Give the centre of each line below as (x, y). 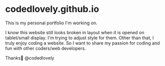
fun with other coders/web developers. (46, 48)
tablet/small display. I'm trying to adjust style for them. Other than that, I (79, 38)
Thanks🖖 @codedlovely (30, 58)
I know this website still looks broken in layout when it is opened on (75, 32)
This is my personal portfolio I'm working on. (51, 23)
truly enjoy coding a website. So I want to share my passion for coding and (82, 43)
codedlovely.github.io (52, 9)
